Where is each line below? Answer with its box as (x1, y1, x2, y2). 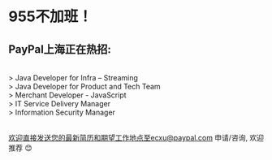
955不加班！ (8, 7, 93, 26)
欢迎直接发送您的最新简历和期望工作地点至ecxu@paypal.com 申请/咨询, (8, 133, 248, 142)
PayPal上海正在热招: (8, 42, 112, 56)
